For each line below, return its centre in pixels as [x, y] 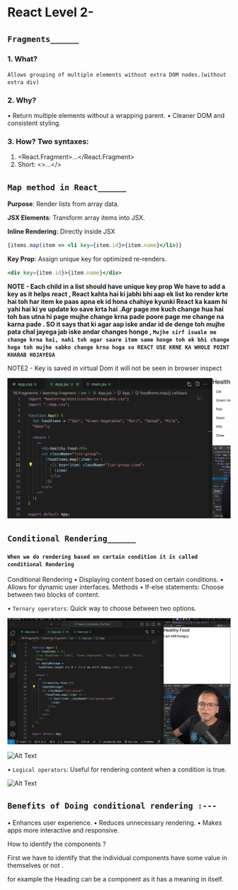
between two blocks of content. [54, 595]
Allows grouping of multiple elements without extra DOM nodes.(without [117, 75]
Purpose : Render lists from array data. [63, 204]
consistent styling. [34, 123]
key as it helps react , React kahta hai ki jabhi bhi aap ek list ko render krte [118, 294]
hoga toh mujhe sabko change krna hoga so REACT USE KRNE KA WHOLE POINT [119, 348]
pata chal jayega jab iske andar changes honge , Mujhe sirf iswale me [112, 332]
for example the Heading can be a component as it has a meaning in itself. [115, 879]
